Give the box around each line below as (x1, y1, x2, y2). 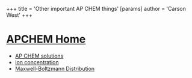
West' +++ (6, 11, 33, 19)
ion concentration (14, 58, 59, 65)
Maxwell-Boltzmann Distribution (14, 65, 95, 72)
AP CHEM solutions (14, 52, 64, 59)
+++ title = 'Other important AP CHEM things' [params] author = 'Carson (6, 5, 187, 12)
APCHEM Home (6, 32, 86, 46)
